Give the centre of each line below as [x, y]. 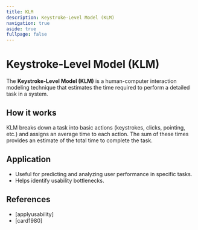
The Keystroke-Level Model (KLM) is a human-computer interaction [91, 81]
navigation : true [28, 23]
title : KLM [20, 12]
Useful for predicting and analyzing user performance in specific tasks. [104, 174]
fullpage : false [27, 34]
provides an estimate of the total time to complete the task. [79, 140]
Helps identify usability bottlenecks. [59, 180]
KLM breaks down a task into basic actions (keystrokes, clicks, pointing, [96, 127]
